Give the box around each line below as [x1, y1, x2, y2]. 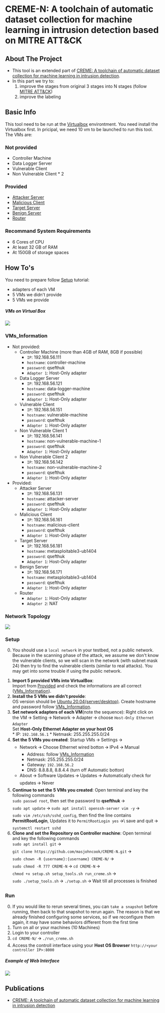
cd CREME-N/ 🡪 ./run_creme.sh [12, 935, 74, 941]
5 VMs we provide [12, 297, 49, 303]
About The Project [5, 54, 62, 63]
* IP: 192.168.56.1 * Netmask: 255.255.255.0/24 [12, 731, 110, 737]
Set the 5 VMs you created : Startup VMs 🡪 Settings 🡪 [12, 737, 123, 743]
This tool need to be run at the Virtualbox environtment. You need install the [5, 121, 158, 127]
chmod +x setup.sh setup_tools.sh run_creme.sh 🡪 [12, 870, 116, 876]
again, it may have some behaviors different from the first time [12, 919, 138, 925]
